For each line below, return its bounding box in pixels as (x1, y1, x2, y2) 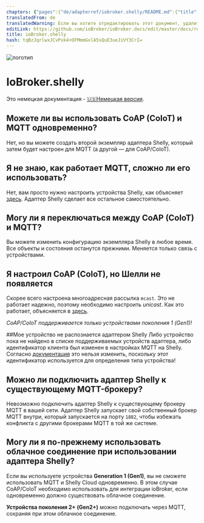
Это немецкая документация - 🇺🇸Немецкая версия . (6, 95, 144, 102)
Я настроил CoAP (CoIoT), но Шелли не (6, 269, 161, 279)
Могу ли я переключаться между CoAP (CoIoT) (6, 212, 194, 223)
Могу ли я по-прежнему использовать (6, 437, 161, 448)
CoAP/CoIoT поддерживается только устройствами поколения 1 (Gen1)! (6, 319, 192, 327)
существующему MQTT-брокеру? (6, 384, 143, 394)
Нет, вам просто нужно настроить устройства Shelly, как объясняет (6, 189, 183, 196)
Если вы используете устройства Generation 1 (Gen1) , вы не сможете (6, 472, 186, 479)
